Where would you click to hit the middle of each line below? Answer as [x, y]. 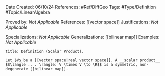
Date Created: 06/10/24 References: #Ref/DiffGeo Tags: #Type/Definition [81, 7]
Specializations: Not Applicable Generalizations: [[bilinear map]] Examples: [82, 37]
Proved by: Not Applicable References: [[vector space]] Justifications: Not [82, 22]
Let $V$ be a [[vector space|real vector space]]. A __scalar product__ [83, 60]
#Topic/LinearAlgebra [28, 12]
